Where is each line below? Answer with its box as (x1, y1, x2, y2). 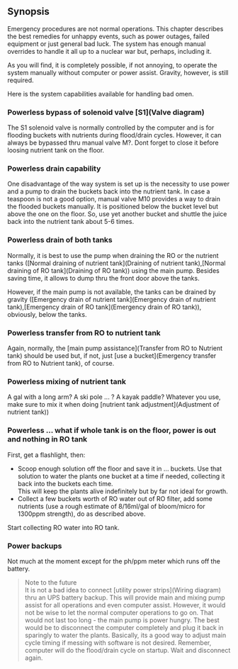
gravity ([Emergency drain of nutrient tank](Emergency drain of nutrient (7, 295, 216, 303)
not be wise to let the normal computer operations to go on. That (24, 608, 214, 617)
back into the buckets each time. (17, 479, 113, 488)
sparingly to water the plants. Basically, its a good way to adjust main (24, 631, 227, 639)
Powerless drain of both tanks (7, 235, 113, 245)
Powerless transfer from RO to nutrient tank (7, 327, 161, 337)
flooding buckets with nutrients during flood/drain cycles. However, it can (7, 131, 222, 140)
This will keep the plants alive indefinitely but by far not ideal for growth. (17, 487, 228, 495)
